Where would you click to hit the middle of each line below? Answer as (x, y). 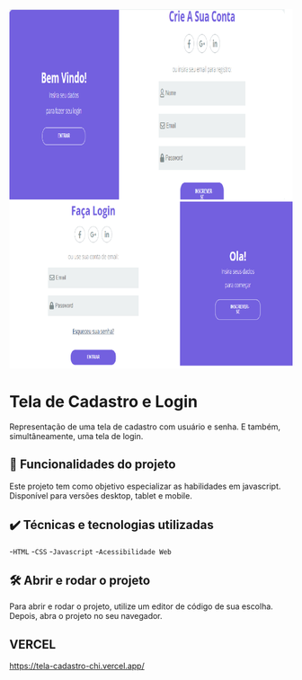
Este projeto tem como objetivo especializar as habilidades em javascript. (145, 486)
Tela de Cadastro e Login (103, 402)
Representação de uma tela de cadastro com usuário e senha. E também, (145, 427)
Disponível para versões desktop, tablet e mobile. (101, 495)
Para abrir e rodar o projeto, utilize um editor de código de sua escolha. (142, 606)
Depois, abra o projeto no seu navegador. (86, 616)
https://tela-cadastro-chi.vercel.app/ (77, 666)
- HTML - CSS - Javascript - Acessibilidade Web (91, 551)
